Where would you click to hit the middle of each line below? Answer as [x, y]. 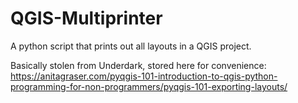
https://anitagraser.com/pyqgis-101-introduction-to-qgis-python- [144, 76]
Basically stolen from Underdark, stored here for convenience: [138, 65]
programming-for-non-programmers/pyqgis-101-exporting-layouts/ [149, 86]
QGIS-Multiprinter [86, 18]
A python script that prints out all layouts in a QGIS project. [131, 46]
